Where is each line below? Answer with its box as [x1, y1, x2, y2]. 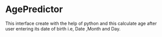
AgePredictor [5, 4, 63, 15]
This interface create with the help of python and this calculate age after [5, 20, 157, 26]
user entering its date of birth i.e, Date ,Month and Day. [5, 25, 121, 31]
